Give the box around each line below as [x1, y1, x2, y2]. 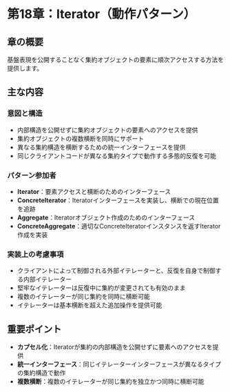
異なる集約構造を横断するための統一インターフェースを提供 [17, 143, 186, 151]
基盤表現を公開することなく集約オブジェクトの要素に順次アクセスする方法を [7, 56, 224, 63]
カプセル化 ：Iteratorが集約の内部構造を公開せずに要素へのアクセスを [17, 343, 213, 351]
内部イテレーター [23, 275, 72, 284]
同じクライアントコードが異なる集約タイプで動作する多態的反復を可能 [17, 151, 217, 159]
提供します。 [7, 64, 43, 72]
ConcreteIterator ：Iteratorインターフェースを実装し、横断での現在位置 [17, 196, 219, 204]
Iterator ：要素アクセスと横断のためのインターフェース [17, 187, 171, 195]
